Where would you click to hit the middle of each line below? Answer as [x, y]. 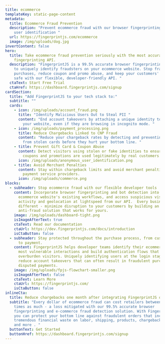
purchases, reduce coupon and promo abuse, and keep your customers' [87, 74]
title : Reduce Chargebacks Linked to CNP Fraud [68, 133]
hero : [11, 51]
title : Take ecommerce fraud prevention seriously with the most [78, 55]
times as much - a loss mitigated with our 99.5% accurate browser [84, 307]
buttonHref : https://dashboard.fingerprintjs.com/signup [69, 334]
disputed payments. [38, 265]
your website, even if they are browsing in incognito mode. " [89, 124]
